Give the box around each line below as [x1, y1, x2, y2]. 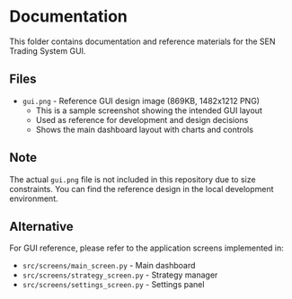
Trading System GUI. [9, 45, 86, 56]
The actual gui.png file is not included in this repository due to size [9, 173, 256, 185]
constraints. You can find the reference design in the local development [9, 183, 274, 194]
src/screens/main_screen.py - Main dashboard [22, 260, 196, 271]
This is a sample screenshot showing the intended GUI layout [35, 105, 262, 116]
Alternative [9, 218, 74, 234]
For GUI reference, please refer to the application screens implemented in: [9, 242, 285, 253]
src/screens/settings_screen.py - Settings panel [22, 279, 205, 290]
